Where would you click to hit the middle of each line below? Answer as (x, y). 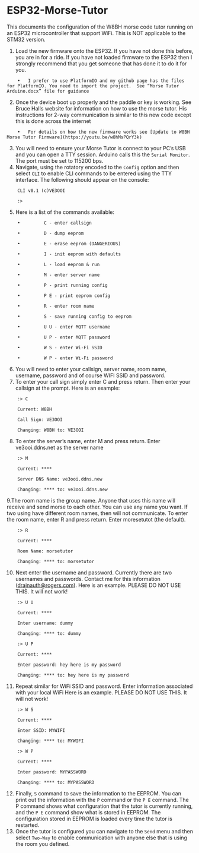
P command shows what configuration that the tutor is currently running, (104, 806)
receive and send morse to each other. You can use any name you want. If (97, 507)
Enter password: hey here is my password (69, 665)
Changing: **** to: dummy (49, 633)
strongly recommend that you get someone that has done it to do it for (101, 64)
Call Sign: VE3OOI (40, 419)
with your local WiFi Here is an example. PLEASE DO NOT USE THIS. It (101, 692)
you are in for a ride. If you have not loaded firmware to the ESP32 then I (104, 57)
